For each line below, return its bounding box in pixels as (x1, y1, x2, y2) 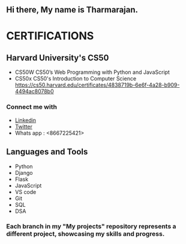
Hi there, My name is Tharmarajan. (6, 5, 139, 15)
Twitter (14, 123, 33, 130)
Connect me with (6, 103, 57, 111)
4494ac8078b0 (14, 88, 54, 95)
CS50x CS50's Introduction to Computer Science (14, 75, 137, 82)
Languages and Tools (6, 147, 88, 157)
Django (14, 169, 33, 176)
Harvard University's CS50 (6, 52, 109, 63)
